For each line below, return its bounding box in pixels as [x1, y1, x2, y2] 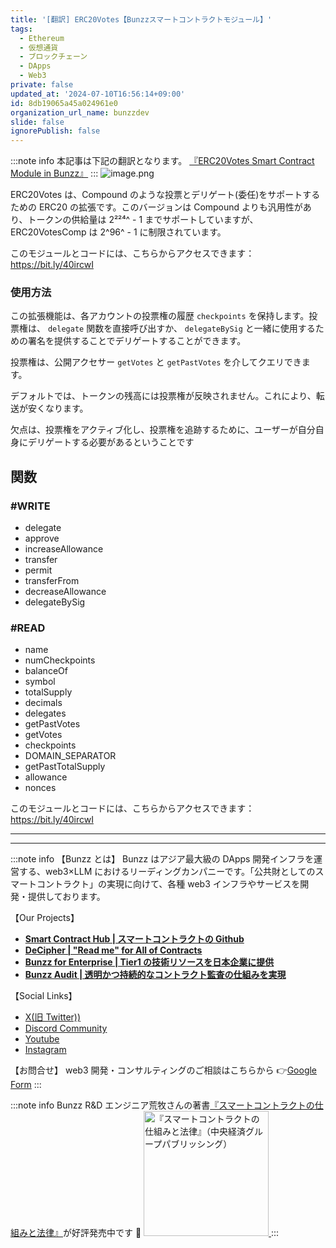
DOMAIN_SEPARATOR [24, 750, 117, 762]
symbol [24, 676, 56, 688]
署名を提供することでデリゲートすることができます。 [27, 335, 247, 347]
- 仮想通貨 [19, 42, 59, 53]
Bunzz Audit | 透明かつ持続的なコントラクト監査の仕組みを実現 [24, 969, 287, 981]
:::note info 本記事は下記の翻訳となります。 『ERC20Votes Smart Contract [10, 155, 315, 167]
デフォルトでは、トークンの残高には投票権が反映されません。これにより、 [10, 390, 317, 402]
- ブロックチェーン [19, 52, 88, 62]
